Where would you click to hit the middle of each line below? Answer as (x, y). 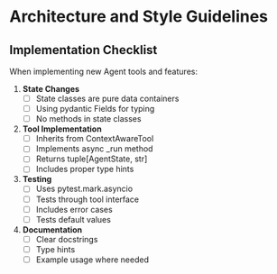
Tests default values (73, 219)
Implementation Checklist (83, 50)
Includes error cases (74, 209)
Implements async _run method (94, 149)
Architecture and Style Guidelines (139, 17)
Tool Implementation (62, 129)
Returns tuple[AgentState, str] (92, 159)
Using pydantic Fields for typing (95, 109)
